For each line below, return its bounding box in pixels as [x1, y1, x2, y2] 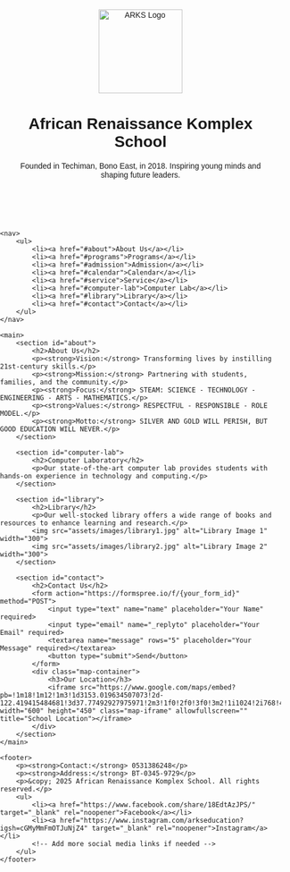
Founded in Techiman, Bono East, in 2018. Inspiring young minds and [20, 160, 261, 171]
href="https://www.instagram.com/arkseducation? [59, 816, 244, 825]
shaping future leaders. [100, 169, 181, 180]
